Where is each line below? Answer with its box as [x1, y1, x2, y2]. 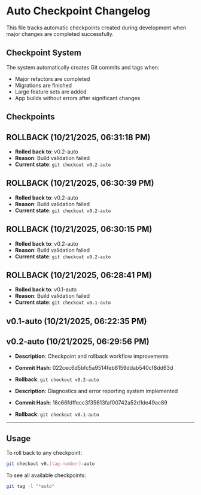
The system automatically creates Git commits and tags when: [6, 64, 160, 71]
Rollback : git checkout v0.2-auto [14, 376, 99, 383]
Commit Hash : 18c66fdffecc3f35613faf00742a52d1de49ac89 [14, 399, 167, 406]
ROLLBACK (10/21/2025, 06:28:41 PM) [6, 270, 153, 280]
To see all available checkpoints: [6, 472, 87, 479]
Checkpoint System [6, 48, 82, 58]
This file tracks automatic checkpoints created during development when [6, 24, 187, 31]
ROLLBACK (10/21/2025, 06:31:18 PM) [6, 132, 151, 142]
